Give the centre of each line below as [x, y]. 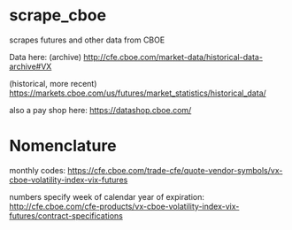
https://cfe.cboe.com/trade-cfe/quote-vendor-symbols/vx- [175, 170]
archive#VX [31, 66]
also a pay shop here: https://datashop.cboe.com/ [100, 110]
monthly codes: [38, 170]
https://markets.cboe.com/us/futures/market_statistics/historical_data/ [138, 93]
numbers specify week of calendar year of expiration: [107, 196]
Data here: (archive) [46, 57]
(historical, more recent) [53, 83]
